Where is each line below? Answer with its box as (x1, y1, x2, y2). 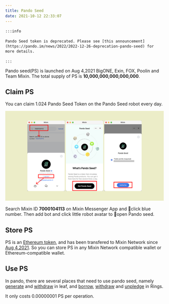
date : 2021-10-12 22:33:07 (5, 13, 62, 19)
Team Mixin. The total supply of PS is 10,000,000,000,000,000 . (5, 73, 140, 79)
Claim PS (5, 87, 34, 96)
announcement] (115, 38, 145, 44)
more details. (5, 48, 35, 54)
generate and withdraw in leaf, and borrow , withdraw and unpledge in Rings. (5, 283, 163, 289)
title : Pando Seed (5, 8, 44, 13)
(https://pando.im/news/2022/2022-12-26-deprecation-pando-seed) (5, 43, 145, 49)
